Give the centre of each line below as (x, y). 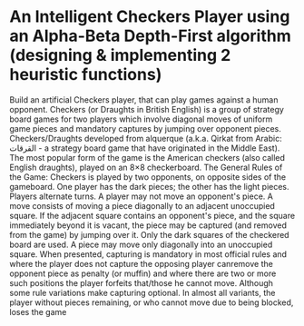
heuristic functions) (86, 75)
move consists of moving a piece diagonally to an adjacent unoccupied (142, 205)
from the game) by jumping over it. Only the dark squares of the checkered (149, 234)
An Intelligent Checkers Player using (150, 17)
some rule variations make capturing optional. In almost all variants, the (142, 292)
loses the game (38, 311)
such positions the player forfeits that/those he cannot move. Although (142, 282)
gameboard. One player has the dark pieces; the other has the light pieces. (149, 186)
